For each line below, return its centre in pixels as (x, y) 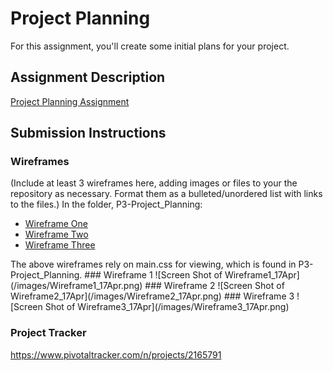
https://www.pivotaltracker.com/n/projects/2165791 (116, 354)
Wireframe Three (60, 245)
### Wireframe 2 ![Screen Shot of (214, 286)
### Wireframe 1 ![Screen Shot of (153, 275)
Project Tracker (48, 333)
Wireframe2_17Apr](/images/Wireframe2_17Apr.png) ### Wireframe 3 (152, 296)
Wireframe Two (56, 234)
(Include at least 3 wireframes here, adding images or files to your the (154, 183)
